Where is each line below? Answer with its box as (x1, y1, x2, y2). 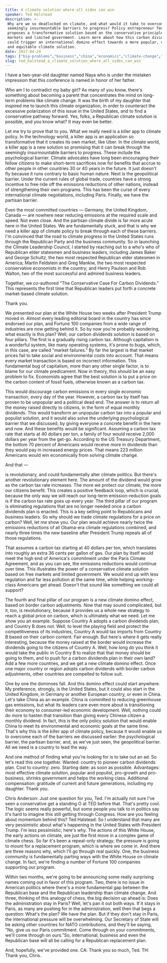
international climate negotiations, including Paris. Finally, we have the (5, 192, 149, 198)
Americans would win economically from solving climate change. (5, 452, 138, 458)
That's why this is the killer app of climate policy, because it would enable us (5, 729, 162, 735)
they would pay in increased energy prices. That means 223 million (5, 447, 143, 453)
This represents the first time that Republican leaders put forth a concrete (5, 285, 156, 292)
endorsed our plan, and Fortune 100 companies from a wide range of (5, 321, 147, 327)
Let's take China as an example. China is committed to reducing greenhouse (5, 697, 162, 703)
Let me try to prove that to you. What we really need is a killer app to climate (5, 128, 161, 135)
